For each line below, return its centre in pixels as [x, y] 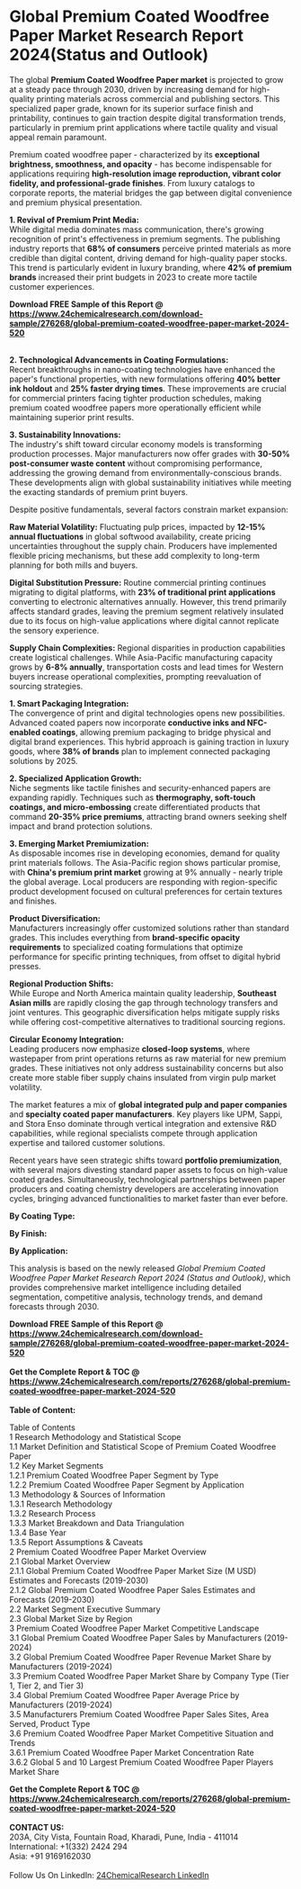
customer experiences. [52, 286]
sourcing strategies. [46, 686]
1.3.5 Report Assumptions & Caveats [76, 1542]
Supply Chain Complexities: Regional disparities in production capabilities [147, 648]
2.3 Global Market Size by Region [71, 1618]
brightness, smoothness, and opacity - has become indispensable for [141, 164]
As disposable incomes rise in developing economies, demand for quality [145, 853]
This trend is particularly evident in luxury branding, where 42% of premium [150, 267]
